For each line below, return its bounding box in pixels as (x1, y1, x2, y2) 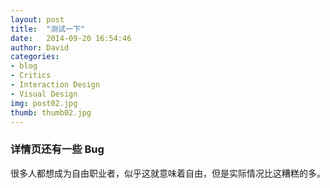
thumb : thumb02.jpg (10, 107, 92, 118)
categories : (10, 52, 60, 62)
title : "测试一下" (10, 24, 86, 34)
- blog (10, 61, 38, 71)
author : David (10, 42, 70, 53)
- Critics (10, 71, 52, 81)
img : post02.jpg (10, 98, 78, 108)
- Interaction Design (10, 80, 101, 90)
